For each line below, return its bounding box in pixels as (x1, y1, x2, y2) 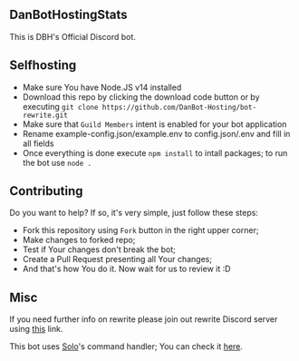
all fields (22, 138, 54, 149)
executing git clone (22, 101, 99, 112)
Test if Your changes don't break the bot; (22, 244, 177, 255)
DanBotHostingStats (9, 7, 129, 23)
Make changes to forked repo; (22, 235, 136, 246)
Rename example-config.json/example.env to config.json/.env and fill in (22, 128, 291, 139)
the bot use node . (22, 157, 92, 168)
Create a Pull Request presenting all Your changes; (22, 254, 213, 265)
